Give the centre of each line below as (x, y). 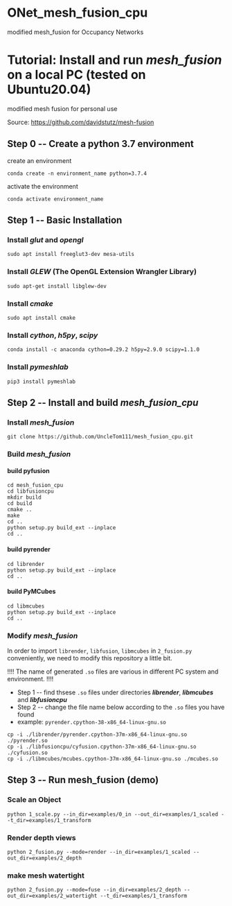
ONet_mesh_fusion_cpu (78, 13)
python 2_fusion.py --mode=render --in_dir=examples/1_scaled (99, 852)
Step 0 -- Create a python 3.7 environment (100, 144)
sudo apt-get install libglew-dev (57, 286)
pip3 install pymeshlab (42, 382)
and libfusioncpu (42, 700)
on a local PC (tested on (77, 75)
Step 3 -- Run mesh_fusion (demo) (83, 780)
